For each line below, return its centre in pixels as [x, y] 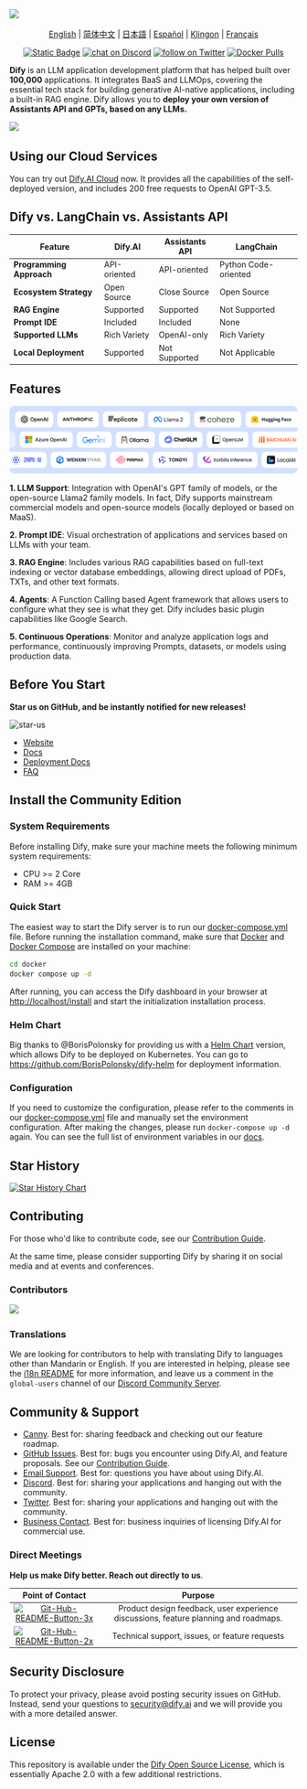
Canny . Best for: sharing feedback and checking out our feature [143, 1434]
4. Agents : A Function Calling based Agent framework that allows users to [149, 600]
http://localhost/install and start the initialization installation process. [138, 1001]
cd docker [28, 964]
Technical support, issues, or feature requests [198, 1636]
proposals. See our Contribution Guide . [96, 1463]
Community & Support [74, 1412]
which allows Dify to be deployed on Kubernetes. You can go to [129, 1054]
